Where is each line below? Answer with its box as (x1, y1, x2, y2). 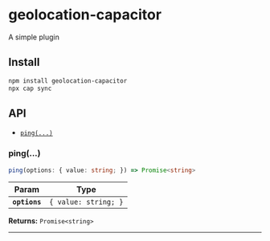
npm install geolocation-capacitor (8, 76, 128, 85)
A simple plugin (8, 32, 60, 42)
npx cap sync (8, 84, 52, 92)
